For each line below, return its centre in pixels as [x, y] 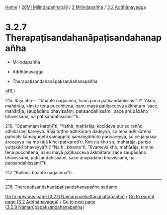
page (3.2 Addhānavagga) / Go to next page [50, 202]
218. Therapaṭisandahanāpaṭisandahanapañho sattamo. [62, 187]
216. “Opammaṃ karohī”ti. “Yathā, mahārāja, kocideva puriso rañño [74, 126]
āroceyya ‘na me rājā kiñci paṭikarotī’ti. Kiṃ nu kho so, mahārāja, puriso [78, 142]
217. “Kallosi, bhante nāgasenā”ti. [39, 172]
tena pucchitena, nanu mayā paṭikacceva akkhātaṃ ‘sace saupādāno [76, 152]
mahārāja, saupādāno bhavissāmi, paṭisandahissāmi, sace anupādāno [77, 111]
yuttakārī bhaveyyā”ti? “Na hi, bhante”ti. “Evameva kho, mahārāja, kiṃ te [80, 147]
